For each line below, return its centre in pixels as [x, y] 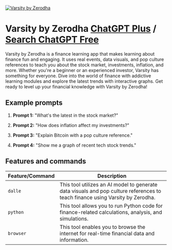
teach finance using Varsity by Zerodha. [107, 197]
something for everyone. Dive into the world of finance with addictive [78, 76]
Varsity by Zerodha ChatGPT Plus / [81, 29]
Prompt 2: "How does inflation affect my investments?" [71, 125]
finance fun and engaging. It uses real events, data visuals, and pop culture [85, 59]
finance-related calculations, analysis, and [111, 212]
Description [112, 176]
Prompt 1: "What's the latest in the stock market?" [66, 115]
